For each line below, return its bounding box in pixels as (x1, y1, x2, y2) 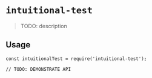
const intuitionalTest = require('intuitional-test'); (5, 56, 147, 62)
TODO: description (20, 22, 68, 29)
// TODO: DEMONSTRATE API (5, 66, 71, 72)
